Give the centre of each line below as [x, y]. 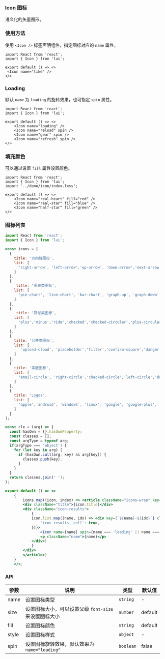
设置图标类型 [40, 600]
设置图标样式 [40, 635]
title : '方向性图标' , [34, 258]
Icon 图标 [16, 7]
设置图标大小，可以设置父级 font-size [69, 609]
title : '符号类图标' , [36, 313]
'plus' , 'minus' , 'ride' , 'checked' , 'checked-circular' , [74, 322]
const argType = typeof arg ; [39, 441]
